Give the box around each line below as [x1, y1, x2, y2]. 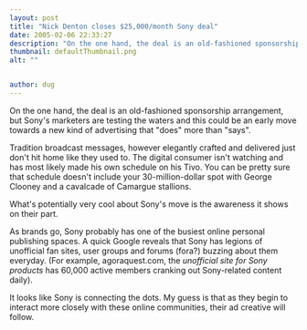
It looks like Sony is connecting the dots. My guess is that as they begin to [9, 292, 289, 303]
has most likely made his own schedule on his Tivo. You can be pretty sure [9, 161, 291, 172]
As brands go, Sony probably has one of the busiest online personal [9, 225, 266, 237]
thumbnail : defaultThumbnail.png [9, 47, 137, 57]
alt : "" [9, 56, 39, 65]
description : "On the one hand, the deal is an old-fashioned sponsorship [9, 38, 301, 48]
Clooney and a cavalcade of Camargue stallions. [9, 180, 192, 191]
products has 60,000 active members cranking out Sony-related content [9, 264, 282, 275]
